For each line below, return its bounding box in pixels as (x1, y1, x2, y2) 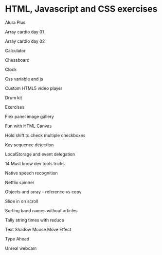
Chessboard (5, 57, 30, 63)
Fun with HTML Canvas (5, 123, 52, 129)
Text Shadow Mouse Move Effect (5, 226, 72, 232)
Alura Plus (5, 19, 26, 25)
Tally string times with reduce (5, 217, 64, 223)
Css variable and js (5, 76, 43, 82)
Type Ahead (5, 236, 30, 241)
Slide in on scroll (5, 198, 38, 204)
